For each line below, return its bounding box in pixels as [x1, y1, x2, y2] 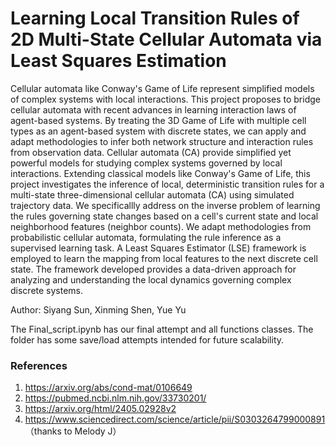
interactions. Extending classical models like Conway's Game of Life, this [10, 167, 311, 179]
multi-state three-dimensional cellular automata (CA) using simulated [10, 188, 295, 201]
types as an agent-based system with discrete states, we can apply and [10, 125, 307, 137]
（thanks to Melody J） [24, 425, 122, 437]
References [10, 358, 68, 372]
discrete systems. [10, 284, 84, 296]
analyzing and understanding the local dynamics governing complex [10, 273, 292, 286]
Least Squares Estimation [10, 50, 227, 72]
